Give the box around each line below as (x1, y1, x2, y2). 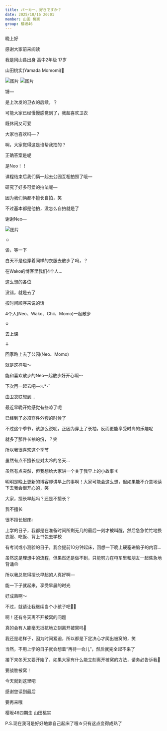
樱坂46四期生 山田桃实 (5, 710, 51, 716)
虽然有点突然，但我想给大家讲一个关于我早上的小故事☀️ (5, 468, 119, 474)
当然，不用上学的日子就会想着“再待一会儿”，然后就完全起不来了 (5, 646, 136, 652)
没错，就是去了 (5, 289, 36, 295)
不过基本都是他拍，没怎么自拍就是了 (5, 205, 80, 211)
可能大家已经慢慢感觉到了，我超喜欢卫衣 (5, 110, 88, 116)
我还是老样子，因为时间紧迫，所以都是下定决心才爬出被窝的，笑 (5, 636, 136, 642)
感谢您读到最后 (5, 689, 36, 695)
